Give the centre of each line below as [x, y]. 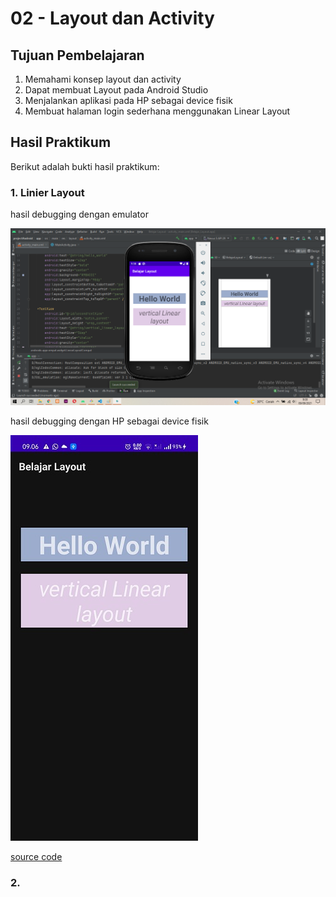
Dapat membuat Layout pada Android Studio [116, 90]
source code [36, 857]
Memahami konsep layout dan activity [103, 79]
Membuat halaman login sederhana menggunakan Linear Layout [157, 111]
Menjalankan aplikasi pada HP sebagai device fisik [128, 100]
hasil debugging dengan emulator [79, 214]
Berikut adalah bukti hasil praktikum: [85, 166]
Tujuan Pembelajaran [77, 55]
